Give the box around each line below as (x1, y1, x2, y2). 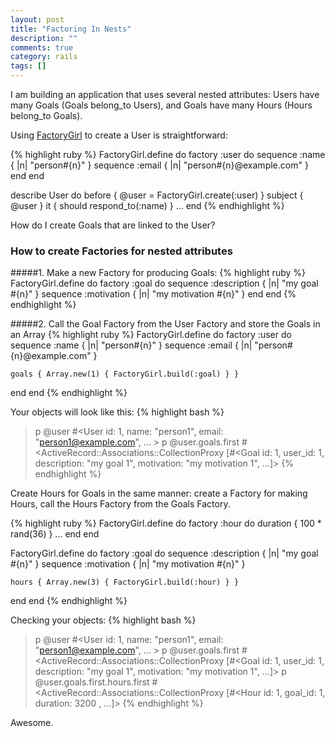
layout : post (10, 14, 65, 25)
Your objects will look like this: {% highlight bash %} (10, 406, 225, 418)
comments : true (10, 42, 74, 53)
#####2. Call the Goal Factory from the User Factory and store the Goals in (10, 318, 321, 330)
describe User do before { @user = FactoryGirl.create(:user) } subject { (10, 189, 304, 201)
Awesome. (10, 717, 54, 729)
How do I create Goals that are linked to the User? (10, 219, 216, 231)
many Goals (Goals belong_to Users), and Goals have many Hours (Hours (10, 99, 313, 111)
